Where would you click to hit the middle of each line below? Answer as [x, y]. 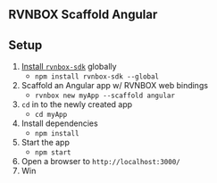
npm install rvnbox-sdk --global [97, 77]
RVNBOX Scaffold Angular [83, 15]
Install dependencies [60, 123]
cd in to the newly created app [77, 104]
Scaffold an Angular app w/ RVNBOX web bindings [115, 86]
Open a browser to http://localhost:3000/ [100, 162]
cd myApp [51, 115]
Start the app [46, 143]
